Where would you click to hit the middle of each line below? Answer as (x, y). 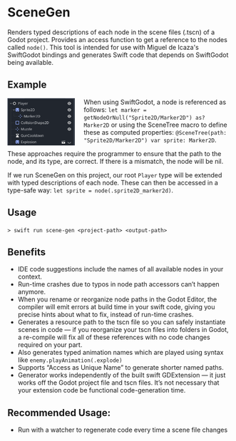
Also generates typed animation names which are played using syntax (120, 353)
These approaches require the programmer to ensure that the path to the (114, 153)
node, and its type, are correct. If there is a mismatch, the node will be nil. (116, 161)
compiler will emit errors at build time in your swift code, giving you (116, 307)
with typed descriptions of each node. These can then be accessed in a (113, 182)
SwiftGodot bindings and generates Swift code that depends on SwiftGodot (118, 55)
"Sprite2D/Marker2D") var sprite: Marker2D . (150, 140)
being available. (31, 62)
